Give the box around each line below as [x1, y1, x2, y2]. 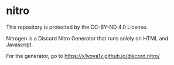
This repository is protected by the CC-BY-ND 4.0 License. [6, 23, 148, 30]
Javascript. [6, 41, 33, 48]
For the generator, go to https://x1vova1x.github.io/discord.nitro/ [6, 52, 160, 59]
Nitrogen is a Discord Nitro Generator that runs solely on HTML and [6, 35, 169, 42]
